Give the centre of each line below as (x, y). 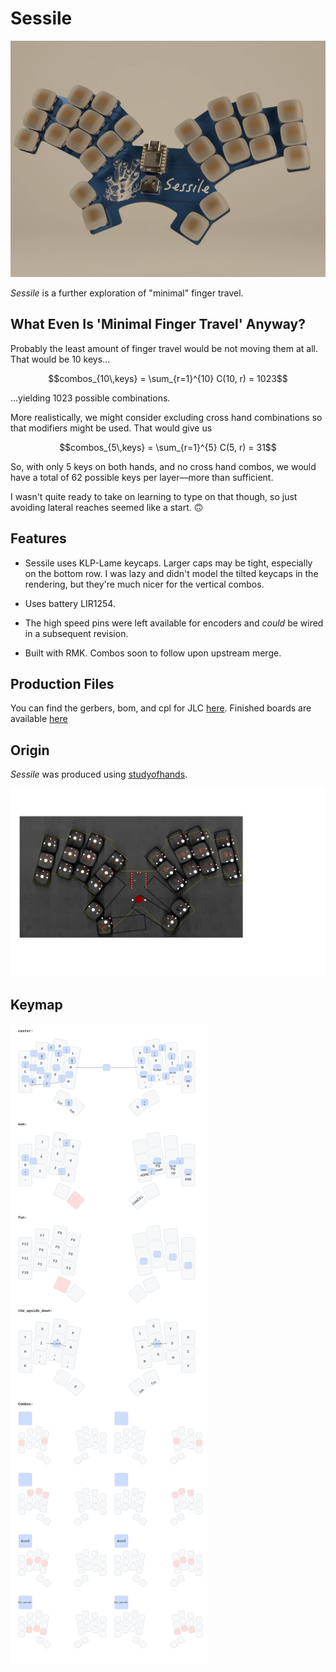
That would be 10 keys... (60, 359)
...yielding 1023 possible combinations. (90, 398)
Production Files (62, 683)
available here (39, 719)
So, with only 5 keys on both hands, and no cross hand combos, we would (163, 466)
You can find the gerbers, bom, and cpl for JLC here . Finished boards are (161, 708)
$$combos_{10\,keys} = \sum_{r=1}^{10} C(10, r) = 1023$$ (168, 378)
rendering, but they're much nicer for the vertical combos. (144, 584)
